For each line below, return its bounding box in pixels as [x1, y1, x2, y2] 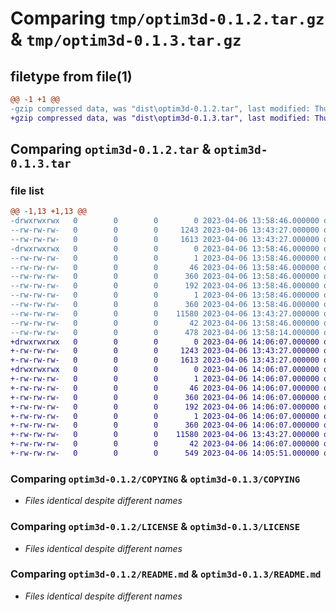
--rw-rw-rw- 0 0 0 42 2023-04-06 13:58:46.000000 [10, 318, 320, 328]
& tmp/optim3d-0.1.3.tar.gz [10, 28, 242, 51]
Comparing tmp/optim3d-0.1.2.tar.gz [10, 7, 325, 30]
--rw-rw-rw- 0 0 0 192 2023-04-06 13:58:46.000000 [10, 281, 320, 291]
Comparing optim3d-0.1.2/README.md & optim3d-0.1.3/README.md [10, 567, 322, 581]
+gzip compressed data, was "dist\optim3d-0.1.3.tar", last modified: [10, 113, 311, 123]
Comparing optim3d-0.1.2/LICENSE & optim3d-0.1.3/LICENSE [10, 520, 301, 534]
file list [10, 183, 45, 197]
